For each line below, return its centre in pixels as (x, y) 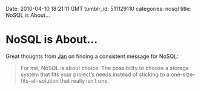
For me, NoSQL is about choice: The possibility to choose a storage (104, 68)
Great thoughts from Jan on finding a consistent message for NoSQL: (92, 56)
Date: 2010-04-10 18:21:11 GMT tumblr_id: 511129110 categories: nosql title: (98, 9)
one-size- (183, 74)
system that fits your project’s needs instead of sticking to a (95, 74)
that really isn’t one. (84, 80)
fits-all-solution (39, 80)
